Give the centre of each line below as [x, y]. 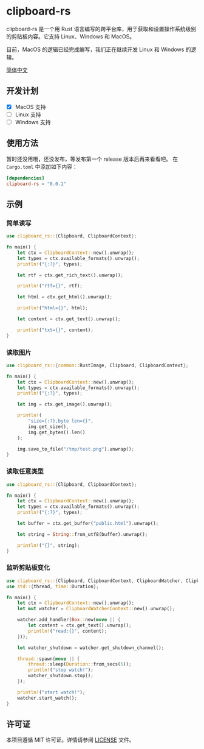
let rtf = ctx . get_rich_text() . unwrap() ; [70, 275]
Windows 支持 [33, 122]
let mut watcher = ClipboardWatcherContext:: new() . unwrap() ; [96, 609]
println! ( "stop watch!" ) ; [61, 670]
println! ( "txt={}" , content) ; [56, 330]
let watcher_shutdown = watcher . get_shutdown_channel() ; [91, 648]
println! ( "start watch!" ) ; [51, 692]
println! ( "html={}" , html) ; [53, 308]
